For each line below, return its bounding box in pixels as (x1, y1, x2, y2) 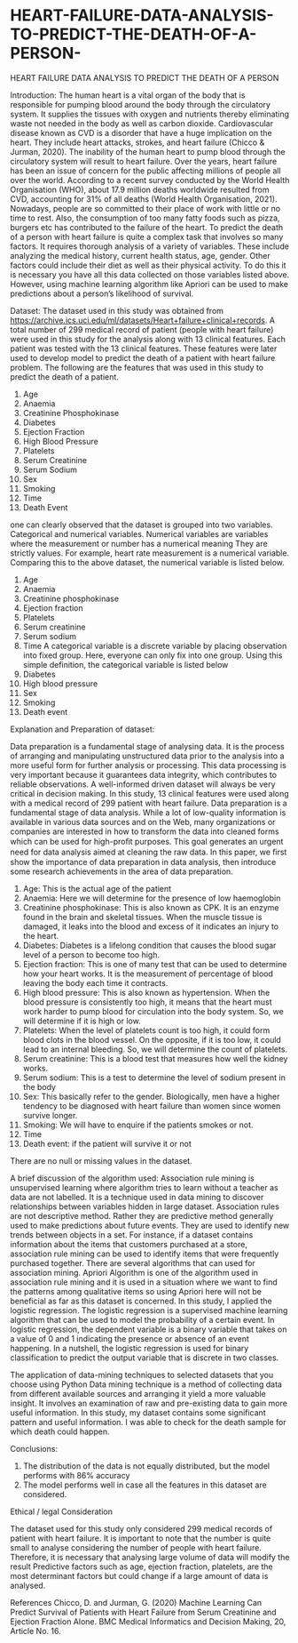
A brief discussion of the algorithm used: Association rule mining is (10, 1173, 255, 1183)
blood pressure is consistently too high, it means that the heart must (22, 997, 273, 1007)
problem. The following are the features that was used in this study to (10, 362, 264, 373)
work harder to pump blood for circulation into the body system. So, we (22, 1006, 285, 1016)
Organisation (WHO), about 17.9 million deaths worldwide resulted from (10, 184, 270, 195)
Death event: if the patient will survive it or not (22, 1138, 192, 1149)
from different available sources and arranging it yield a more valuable (10, 1388, 267, 1399)
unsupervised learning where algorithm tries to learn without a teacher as (10, 1182, 278, 1192)
